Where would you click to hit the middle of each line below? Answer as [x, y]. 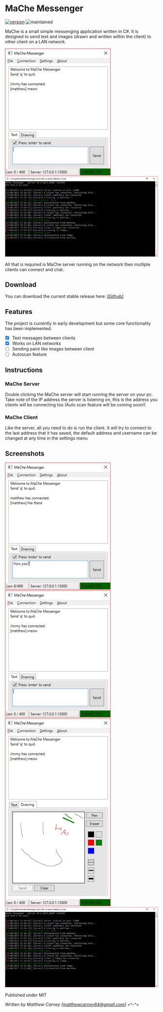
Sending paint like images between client [53, 349]
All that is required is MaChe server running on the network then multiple [78, 264]
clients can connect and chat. [35, 269]
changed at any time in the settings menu [46, 438]
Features [19, 312]
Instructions [24, 370]
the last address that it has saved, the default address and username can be [81, 433]
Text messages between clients [44, 338]
